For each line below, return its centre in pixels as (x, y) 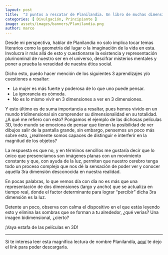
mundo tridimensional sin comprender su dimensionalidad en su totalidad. (81, 114)
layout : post (19, 10)
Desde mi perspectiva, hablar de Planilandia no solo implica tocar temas (79, 42)
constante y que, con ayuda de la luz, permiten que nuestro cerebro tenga (82, 161)
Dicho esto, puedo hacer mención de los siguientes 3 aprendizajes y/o (78, 73)
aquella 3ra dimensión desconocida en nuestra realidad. (63, 172)
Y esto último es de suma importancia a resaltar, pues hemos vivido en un (81, 109)
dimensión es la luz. (26, 197)
